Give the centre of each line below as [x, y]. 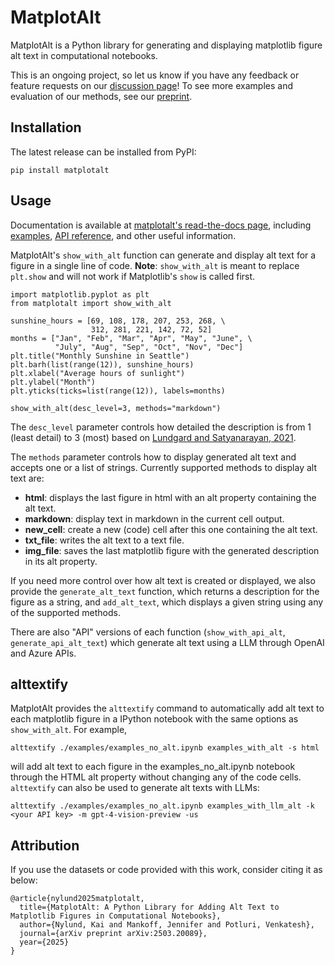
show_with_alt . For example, [69, 730]
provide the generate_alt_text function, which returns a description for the [165, 591]
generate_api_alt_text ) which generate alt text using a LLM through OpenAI [167, 642]
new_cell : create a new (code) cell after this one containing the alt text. [171, 529]
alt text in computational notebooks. [84, 55]
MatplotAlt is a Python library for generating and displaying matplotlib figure [166, 45]
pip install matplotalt [60, 170]
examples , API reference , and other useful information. [123, 235]
